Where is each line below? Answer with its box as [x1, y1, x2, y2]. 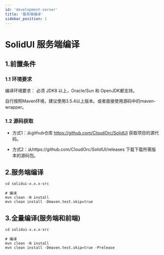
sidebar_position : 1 [5, 16, 47, 21]
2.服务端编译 [5, 168, 44, 176]
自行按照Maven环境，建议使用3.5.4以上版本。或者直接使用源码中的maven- [5, 98, 156, 104]
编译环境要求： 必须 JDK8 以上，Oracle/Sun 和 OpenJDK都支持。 [5, 88, 138, 93]
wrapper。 [5, 104, 27, 110]
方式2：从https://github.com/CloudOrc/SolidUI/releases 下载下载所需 [12, 146, 152, 152]
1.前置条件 [5, 60, 36, 68]
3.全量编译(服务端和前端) [5, 214, 81, 222]
